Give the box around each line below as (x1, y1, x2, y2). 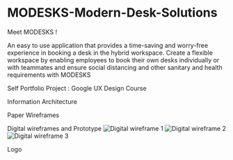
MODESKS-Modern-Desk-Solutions (7, 5, 218, 21)
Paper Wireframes (7, 111, 60, 119)
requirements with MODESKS (7, 71, 91, 79)
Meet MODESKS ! (7, 28, 58, 36)
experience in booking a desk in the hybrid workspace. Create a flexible (7, 48, 214, 57)
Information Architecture (7, 97, 78, 105)
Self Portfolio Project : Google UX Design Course (7, 84, 147, 92)
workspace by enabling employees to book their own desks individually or (7, 55, 220, 64)
